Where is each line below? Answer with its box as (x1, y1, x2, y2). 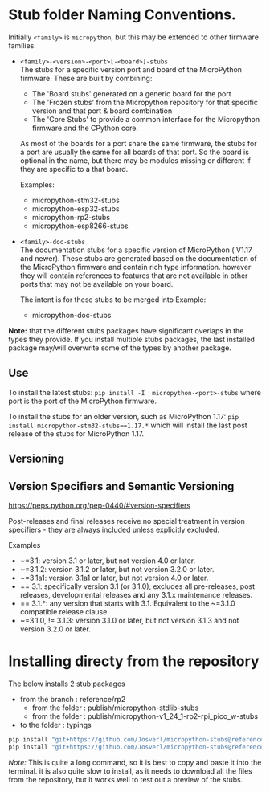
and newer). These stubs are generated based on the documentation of (19, 253, 257, 263)
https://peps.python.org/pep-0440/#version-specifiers (8, 500, 191, 510)
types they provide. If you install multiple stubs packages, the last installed (8, 334, 256, 344)
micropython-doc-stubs (31, 310, 112, 320)
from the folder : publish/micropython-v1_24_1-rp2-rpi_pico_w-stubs (31, 711, 259, 721)
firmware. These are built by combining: (19, 73, 153, 83)
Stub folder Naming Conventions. (8, 6, 237, 24)
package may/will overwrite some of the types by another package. (8, 343, 231, 353)
